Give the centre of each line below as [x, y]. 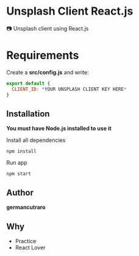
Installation [28, 114]
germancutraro [26, 207]
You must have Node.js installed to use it [59, 129]
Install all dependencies [36, 140]
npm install [21, 151]
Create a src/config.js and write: [48, 72]
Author [20, 192]
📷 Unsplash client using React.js [48, 28]
